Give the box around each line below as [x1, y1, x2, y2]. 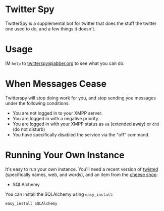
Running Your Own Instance [5, 150, 125, 161]
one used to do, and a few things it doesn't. [5, 25, 96, 31]
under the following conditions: [5, 100, 70, 106]
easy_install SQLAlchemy [5, 201, 58, 206]
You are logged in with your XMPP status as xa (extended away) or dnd [12, 121, 159, 127]
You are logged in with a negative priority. [12, 115, 99, 121]
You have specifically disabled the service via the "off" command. [12, 131, 150, 137]
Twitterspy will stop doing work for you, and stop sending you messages [5, 95, 156, 101]
